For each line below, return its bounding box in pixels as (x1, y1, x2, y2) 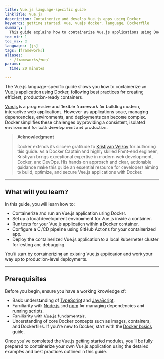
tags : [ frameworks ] (5, 48, 45, 53)
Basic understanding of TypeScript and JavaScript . (12, 297, 115, 303)
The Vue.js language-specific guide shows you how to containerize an (5, 84, 147, 89)
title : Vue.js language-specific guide (5, 7, 86, 12)
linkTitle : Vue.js (5, 12, 42, 17)
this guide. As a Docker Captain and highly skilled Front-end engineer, (17, 148, 158, 154)
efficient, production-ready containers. (5, 94, 83, 100)
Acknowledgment (17, 134, 55, 140)
